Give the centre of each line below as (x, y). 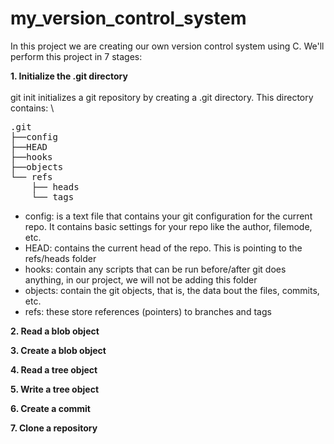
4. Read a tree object (54, 369)
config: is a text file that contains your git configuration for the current (168, 216)
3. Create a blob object (58, 350)
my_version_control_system (128, 18)
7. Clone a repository (54, 428)
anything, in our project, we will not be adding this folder (141, 279)
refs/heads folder (60, 258)
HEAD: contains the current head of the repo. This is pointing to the (163, 248)
